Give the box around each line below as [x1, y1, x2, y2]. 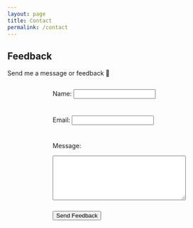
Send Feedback [56, 212, 98, 219]
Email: [53, 115, 71, 125]
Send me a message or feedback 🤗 [7, 69, 110, 78]
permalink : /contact [7, 24, 69, 31]
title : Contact [7, 17, 53, 24]
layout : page [7, 10, 46, 18]
